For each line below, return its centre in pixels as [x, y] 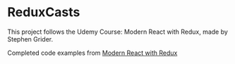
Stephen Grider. [30, 39]
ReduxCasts [44, 12]
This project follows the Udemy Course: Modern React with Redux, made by [117, 32]
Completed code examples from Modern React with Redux [92, 53]
